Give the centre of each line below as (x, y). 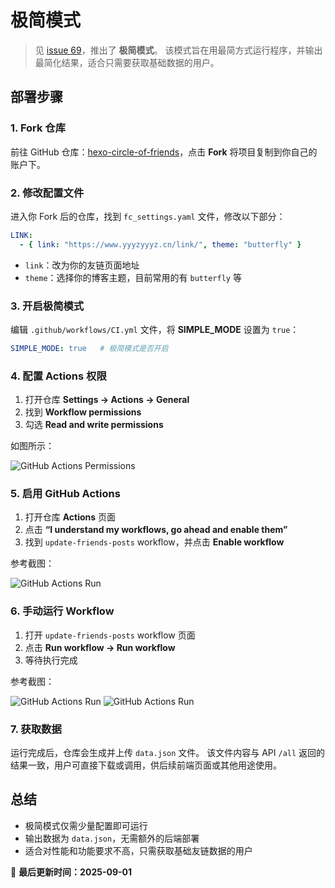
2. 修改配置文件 (47, 193)
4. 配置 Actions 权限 (58, 376)
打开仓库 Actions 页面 (70, 517)
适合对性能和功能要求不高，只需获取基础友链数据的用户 (138, 850)
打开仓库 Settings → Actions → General (107, 400)
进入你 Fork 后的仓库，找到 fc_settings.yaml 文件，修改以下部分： (148, 216)
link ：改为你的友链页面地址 (82, 265)
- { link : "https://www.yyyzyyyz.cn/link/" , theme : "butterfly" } (160, 244)
